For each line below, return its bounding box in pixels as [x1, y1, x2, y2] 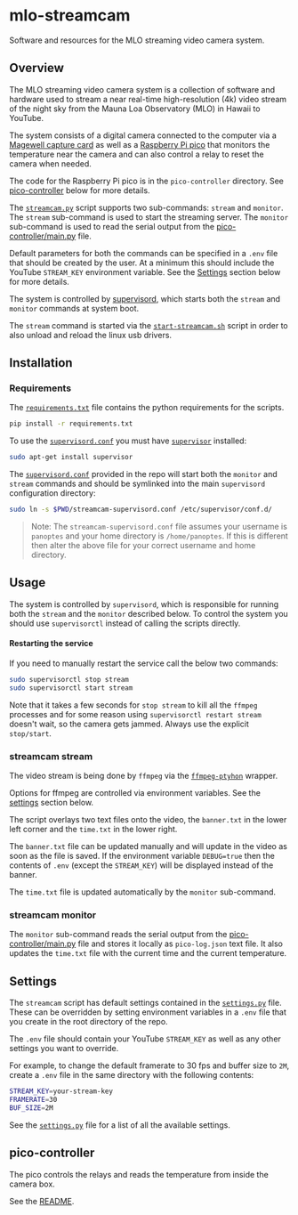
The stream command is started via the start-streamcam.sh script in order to [9, 320, 289, 330]
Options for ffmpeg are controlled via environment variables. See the [9, 788, 261, 798]
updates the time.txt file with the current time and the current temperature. [9, 948, 287, 959]
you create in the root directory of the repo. [9, 1017, 168, 1027]
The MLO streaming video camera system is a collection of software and [9, 84, 276, 94]
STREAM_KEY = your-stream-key [9, 1087, 114, 1096]
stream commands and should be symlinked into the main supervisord [9, 478, 265, 490]
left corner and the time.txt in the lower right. [9, 824, 178, 835]
